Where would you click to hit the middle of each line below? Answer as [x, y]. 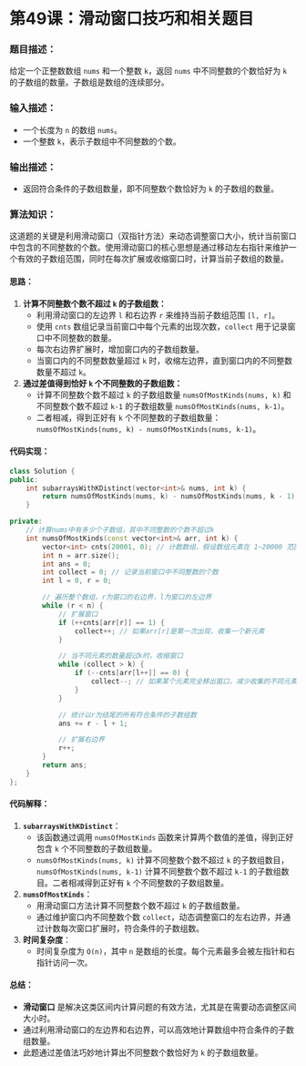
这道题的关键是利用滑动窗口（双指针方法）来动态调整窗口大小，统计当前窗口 [153, 236]
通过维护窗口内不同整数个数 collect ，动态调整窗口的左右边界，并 [159, 917]
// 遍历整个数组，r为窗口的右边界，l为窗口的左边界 [127, 598]
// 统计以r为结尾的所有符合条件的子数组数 [127, 715]
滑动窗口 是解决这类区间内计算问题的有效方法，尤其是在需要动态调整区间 [159, 1007]
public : [24, 479]
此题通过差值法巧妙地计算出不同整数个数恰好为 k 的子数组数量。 [143, 1052]
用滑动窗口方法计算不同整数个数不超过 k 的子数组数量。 [140, 905]
